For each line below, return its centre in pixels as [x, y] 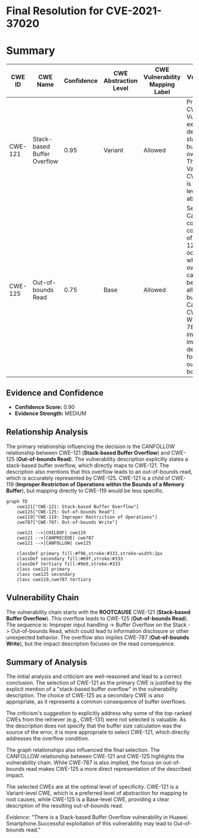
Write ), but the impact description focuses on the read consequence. [91, 644]
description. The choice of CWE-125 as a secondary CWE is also [85, 695]
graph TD [17, 501]
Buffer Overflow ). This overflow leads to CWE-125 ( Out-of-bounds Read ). [97, 618]
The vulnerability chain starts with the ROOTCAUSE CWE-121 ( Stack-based [98, 612]
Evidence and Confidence [55, 393]
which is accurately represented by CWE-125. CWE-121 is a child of [88, 478]
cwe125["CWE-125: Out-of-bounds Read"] [66, 512]
